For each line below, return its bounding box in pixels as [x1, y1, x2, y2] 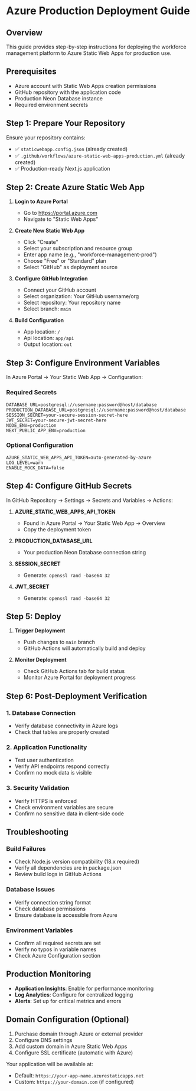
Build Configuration [14, 317, 64, 324]
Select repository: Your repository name [23, 299, 121, 306]
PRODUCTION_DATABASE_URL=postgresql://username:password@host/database [6, 407, 186, 413]
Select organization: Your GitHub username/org [23, 293, 139, 300]
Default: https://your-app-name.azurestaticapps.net [14, 1072, 144, 1079]
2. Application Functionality [6, 743, 87, 752]
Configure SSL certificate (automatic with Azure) [14, 1049, 133, 1056]
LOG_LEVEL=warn [6, 459, 44, 466]
